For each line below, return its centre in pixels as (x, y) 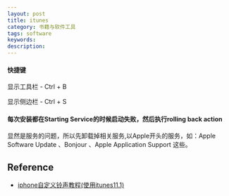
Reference (31, 167)
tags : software (30, 33)
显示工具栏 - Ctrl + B (37, 87)
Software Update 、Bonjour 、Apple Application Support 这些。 (99, 145)
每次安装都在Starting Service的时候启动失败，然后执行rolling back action (115, 119)
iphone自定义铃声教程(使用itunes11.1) (71, 185)
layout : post (26, 14)
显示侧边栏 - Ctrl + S (37, 102)
